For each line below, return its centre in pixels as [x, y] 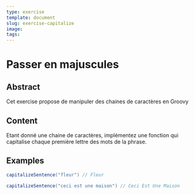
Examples [25, 161]
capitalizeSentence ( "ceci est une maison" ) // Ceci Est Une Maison [93, 186]
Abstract [23, 87]
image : [15, 29]
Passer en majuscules [63, 65]
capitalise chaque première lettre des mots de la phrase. [77, 142]
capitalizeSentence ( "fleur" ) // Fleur [55, 175]
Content [22, 121]
